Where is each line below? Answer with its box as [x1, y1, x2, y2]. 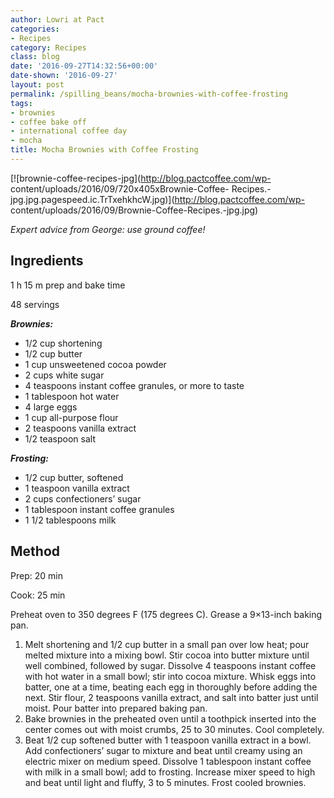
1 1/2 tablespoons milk [24, 514, 117, 526]
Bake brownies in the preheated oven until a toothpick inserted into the [24, 712, 317, 725]
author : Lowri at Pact [10, 14, 105, 25]
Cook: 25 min [10, 589, 66, 601]
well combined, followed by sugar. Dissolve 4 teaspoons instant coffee [24, 659, 317, 671]
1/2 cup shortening [24, 337, 103, 349]
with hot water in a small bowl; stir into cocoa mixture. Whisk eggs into [24, 670, 317, 682]
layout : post [10, 80, 65, 90]
